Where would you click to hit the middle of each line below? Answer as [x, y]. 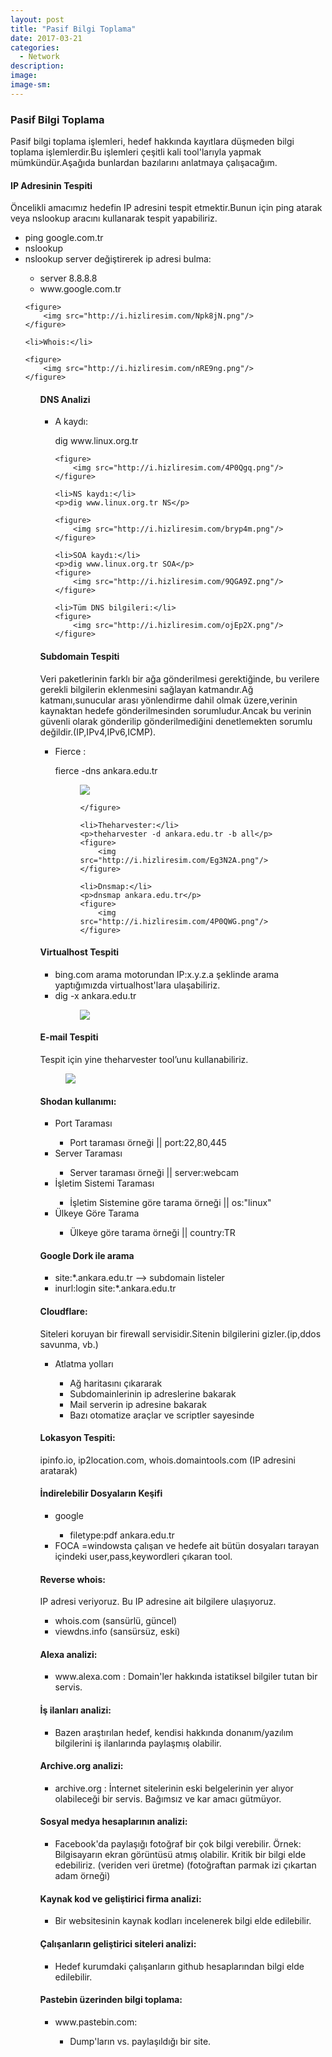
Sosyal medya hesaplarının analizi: [113, 1822]
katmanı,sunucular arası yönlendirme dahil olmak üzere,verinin [168, 700]
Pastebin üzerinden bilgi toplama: [111, 2000]
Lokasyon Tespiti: [77, 1438]
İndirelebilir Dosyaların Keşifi [101, 1493]
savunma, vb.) [69, 1344]
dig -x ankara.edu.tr [95, 995]
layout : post [37, 19]
